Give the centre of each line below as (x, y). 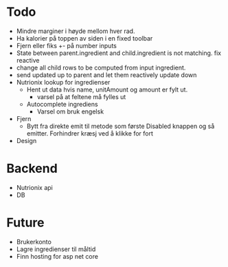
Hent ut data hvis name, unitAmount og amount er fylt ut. (107, 89)
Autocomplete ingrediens (62, 104)
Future (26, 223)
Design (26, 140)
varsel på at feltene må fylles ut (81, 96)
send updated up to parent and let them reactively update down (106, 75)
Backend (32, 169)
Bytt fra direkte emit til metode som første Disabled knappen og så (121, 126)
